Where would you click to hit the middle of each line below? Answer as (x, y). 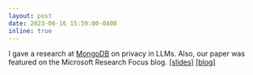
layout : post (30, 16)
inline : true (30, 31)
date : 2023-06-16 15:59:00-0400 (63, 23)
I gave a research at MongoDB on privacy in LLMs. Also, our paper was (126, 54)
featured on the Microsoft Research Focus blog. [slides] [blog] (112, 62)
